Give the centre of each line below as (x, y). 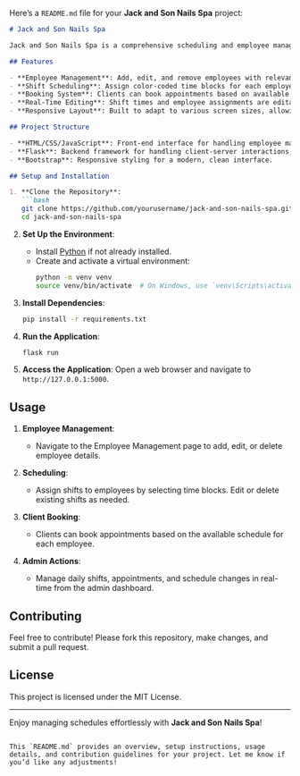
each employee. (65, 544)
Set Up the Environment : (68, 234)
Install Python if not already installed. (104, 251)
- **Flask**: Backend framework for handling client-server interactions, (151, 151)
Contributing (46, 616)
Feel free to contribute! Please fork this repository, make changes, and (139, 637)
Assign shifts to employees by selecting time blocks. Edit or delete (157, 490)
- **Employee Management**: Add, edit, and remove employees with (135, 78)
